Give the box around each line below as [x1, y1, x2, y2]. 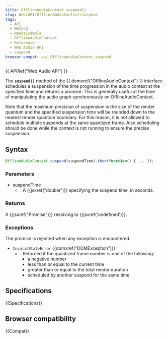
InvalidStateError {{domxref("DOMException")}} [12, 245, 116, 251]
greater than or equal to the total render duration [27, 266, 128, 272]
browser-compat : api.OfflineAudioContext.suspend [5, 54, 112, 60]
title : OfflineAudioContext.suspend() [5, 7, 87, 13]
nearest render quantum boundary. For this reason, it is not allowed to [5, 115, 150, 121]
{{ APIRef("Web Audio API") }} [5, 68, 68, 74]
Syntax [5, 145, 28, 154]
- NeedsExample [10, 31, 42, 36]
